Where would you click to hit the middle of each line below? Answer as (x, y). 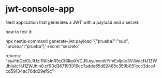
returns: (13, 55)
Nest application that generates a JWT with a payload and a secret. (73, 22)
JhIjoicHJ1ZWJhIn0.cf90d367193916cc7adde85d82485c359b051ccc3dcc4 (81, 66)
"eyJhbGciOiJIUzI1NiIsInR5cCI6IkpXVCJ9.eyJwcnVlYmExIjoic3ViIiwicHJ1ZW (81, 61)
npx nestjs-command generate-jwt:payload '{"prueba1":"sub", (67, 41)
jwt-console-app (40, 9)
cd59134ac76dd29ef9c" (30, 71)
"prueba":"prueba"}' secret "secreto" (43, 46)
